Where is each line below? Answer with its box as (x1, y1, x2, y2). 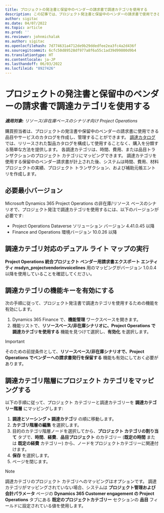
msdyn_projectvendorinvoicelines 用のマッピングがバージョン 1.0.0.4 (14, 264, 157, 271)
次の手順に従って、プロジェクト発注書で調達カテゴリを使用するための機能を (5, 300, 159, 306)
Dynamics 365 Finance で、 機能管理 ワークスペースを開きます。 (12, 316, 141, 322)
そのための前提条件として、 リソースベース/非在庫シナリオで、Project (5, 349, 144, 355)
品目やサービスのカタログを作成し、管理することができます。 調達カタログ (5, 134, 156, 140)
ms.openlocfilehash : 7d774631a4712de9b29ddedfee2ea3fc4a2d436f (5, 43, 137, 48)
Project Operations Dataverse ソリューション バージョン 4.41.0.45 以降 (12, 223, 155, 229)
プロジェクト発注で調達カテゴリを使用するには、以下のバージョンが (21, 206, 159, 212)
